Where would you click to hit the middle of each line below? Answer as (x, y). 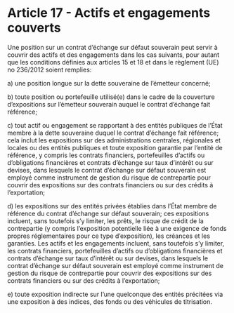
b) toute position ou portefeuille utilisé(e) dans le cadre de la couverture (111, 97)
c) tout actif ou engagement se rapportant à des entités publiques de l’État (115, 125)
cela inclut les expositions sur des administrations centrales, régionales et (114, 140)
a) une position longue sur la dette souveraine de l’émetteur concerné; (109, 83)
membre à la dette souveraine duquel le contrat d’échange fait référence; (113, 133)
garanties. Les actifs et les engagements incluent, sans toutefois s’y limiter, (116, 243)
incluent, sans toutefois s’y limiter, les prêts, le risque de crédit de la (105, 221)
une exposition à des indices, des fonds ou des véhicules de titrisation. (110, 301)
